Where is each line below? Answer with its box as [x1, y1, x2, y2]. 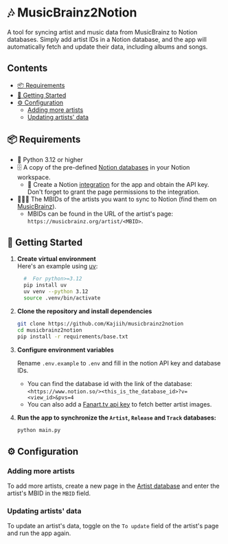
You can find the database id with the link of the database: [27, 379, 192, 387]
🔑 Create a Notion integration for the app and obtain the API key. [27, 180, 209, 188]
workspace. [16, 173, 51, 181]
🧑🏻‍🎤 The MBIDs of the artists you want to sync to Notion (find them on [16, 194, 217, 203]
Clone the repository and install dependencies [16, 307, 152, 315]
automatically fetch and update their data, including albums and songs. [7, 43, 208, 51]
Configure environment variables [16, 345, 115, 354]
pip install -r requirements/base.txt [16, 333, 128, 340]
